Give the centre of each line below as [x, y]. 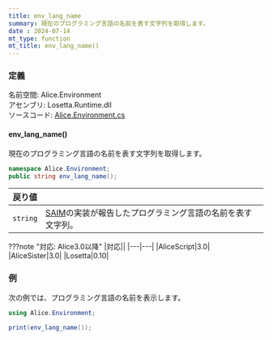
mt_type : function [39, 38]
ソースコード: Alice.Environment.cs [67, 115]
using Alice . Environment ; [52, 312]
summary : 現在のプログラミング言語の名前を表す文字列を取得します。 [109, 23]
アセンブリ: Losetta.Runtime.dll [60, 105]
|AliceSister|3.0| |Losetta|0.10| [59, 256]
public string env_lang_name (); [63, 176]
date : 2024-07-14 [39, 31]
